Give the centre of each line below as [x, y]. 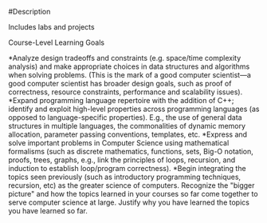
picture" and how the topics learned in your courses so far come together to [133, 194]
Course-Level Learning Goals [57, 42]
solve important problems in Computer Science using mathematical [119, 143]
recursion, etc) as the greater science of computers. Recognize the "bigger [132, 185]
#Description [29, 12]
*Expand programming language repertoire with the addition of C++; [121, 100]
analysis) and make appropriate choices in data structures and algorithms [129, 66]
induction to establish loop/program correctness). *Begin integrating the [127, 168]
